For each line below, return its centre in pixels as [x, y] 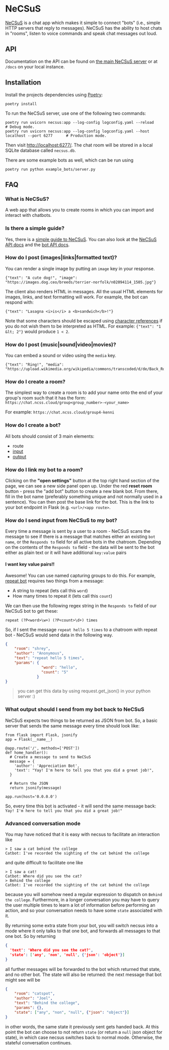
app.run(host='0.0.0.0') [31, 796]
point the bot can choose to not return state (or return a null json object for [84, 1032]
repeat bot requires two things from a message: [55, 581]
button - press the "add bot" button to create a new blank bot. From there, [82, 492]
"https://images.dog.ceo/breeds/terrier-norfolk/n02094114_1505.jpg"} [81, 282]
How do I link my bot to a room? [44, 469]
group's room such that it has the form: [46, 398]
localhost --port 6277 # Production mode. [56, 136]
